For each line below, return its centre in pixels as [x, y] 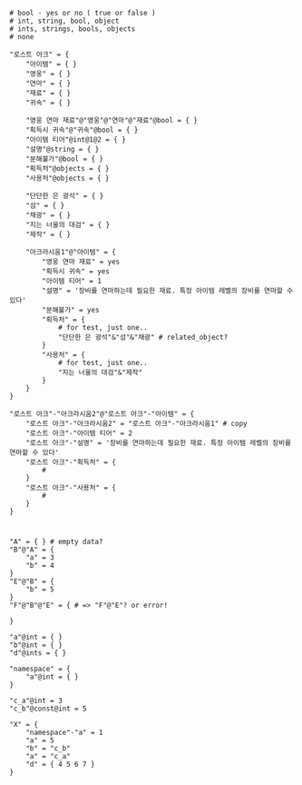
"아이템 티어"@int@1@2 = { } [76, 140]
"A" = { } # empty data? [56, 542]
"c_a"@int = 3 [36, 701]
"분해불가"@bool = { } [65, 159]
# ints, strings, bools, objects [73, 29]
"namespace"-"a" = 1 [64, 733]
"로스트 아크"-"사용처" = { [71, 488]
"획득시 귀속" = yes [76, 272]
